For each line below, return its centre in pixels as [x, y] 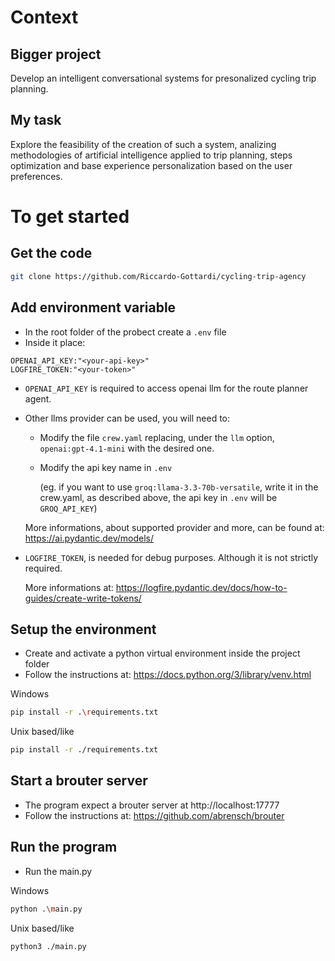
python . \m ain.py [46, 909]
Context [44, 17]
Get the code [51, 253]
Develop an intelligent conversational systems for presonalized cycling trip [163, 78]
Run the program [64, 847]
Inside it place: [55, 342]
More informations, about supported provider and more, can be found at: [174, 527]
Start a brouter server [79, 781]
